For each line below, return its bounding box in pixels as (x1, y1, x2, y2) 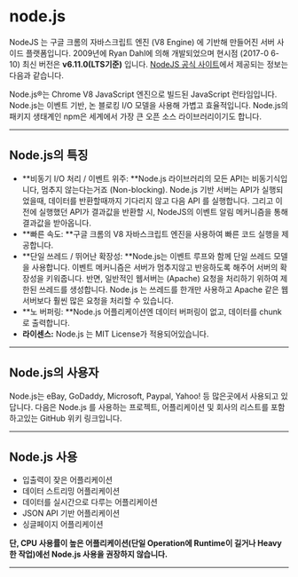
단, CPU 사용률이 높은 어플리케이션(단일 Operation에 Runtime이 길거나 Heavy (9, 538, 282, 549)
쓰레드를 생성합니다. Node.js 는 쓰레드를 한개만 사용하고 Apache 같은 (38, 284, 279, 295)
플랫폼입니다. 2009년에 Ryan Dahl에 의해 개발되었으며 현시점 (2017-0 (25, 47, 269, 59)
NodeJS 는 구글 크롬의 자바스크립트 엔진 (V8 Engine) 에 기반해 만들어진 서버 (9, 36, 275, 47)
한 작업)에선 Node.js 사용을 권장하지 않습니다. (9, 549, 169, 560)
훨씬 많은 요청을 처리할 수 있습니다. (52, 295, 175, 305)
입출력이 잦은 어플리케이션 (21, 475, 114, 486)
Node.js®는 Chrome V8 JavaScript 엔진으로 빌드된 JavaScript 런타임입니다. (9, 89, 278, 99)
